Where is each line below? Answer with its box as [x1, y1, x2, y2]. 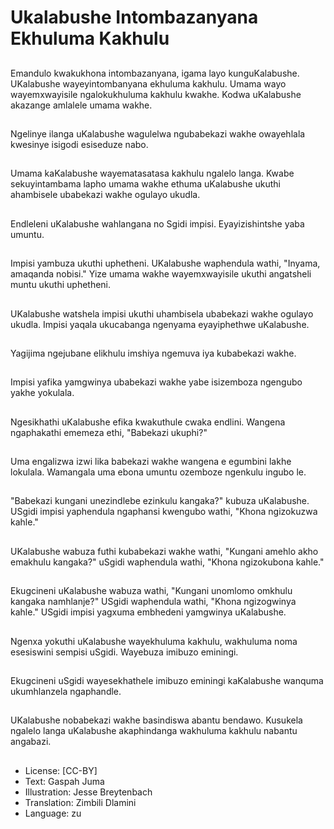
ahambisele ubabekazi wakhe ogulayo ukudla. [10, 189, 201, 201]
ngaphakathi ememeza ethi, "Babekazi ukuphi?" [10, 426, 208, 438]
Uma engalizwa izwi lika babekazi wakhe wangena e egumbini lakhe [10, 456, 292, 468]
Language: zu [24, 807, 82, 819]
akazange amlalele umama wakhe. [10, 99, 153, 111]
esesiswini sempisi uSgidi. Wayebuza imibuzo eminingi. [10, 646, 239, 658]
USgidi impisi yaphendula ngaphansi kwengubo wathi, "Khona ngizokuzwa [10, 506, 318, 518]
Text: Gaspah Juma [24, 775, 105, 787]
